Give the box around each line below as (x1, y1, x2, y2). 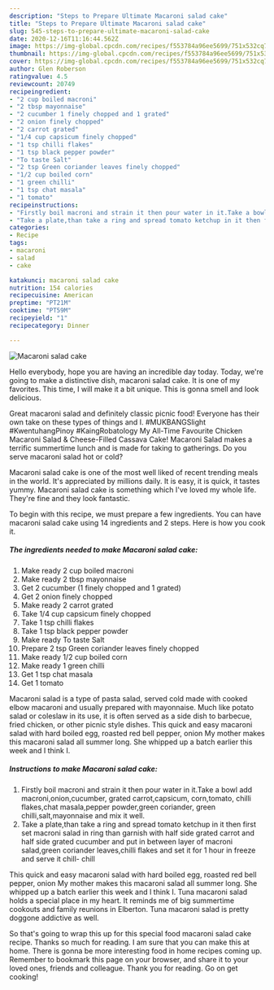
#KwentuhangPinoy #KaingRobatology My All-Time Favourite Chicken (9, 425, 243, 435)
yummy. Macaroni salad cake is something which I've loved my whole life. (9, 485, 257, 495)
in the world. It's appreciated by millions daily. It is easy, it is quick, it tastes (9, 476, 260, 486)
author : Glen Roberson (9, 65, 86, 73)
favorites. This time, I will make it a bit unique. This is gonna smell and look (9, 384, 259, 394)
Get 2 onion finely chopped (20, 591, 113, 601)
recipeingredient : (9, 87, 72, 96)
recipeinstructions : (9, 201, 80, 209)
